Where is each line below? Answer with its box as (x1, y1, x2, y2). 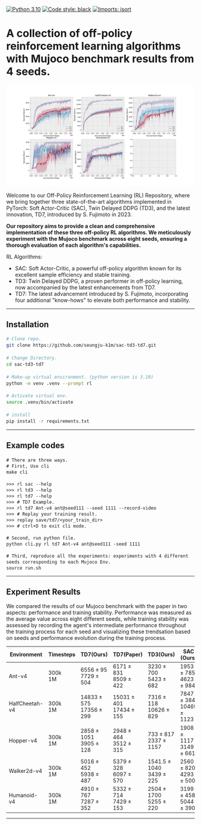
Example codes (6, 440, 65, 451)
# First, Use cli (6, 463, 50, 469)
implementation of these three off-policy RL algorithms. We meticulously (6, 228, 191, 236)
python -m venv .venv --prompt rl (6, 380, 93, 386)
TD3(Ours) (147, 651, 175, 658)
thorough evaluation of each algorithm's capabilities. (6, 241, 141, 249)
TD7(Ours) (80, 651, 108, 658)
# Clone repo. (6, 336, 42, 342)
